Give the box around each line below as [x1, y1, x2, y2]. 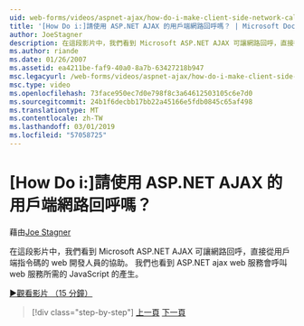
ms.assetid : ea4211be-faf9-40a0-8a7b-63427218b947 [9, 64, 204, 73]
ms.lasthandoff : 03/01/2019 [9, 123, 116, 132]
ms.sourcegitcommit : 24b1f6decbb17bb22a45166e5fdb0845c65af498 [9, 97, 253, 107]
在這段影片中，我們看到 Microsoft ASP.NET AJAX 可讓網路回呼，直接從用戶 [9, 246, 291, 256]
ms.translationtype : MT [9, 106, 100, 115]
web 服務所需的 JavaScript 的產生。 [9, 268, 143, 279]
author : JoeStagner [9, 30, 83, 39]
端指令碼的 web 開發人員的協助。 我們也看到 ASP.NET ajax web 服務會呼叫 [9, 256, 288, 267]
